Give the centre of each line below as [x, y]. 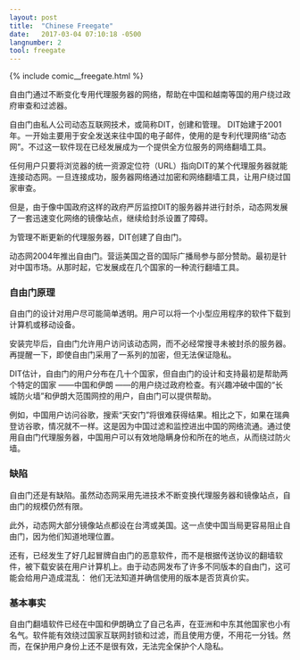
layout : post [33, 17]
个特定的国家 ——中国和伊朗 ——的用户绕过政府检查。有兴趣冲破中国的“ [142, 385]
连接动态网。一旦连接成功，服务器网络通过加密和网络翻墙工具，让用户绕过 [146, 177]
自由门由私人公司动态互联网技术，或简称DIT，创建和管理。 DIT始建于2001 [146, 125]
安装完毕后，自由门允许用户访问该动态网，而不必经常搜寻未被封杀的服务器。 [150, 343]
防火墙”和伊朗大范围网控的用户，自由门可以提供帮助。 [117, 396]
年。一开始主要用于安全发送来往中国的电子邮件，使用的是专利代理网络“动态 [148, 136]
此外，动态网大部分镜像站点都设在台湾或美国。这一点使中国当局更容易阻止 [146, 525]
